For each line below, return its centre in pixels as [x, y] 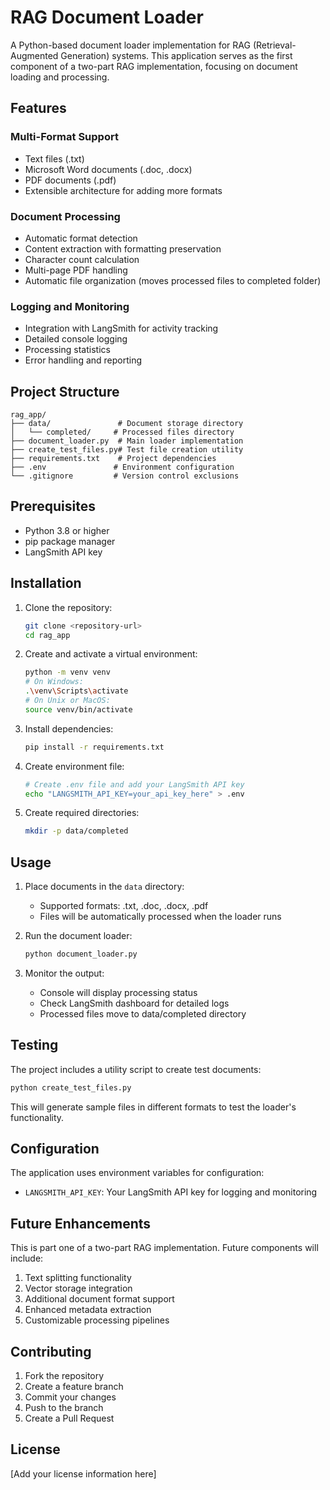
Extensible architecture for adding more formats [123, 190]
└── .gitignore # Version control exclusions [125, 476]
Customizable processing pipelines [97, 1320]
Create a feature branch [74, 1387]
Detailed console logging [76, 339]
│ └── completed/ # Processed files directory [122, 432]
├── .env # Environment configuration [122, 467]
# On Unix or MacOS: [67, 701]
